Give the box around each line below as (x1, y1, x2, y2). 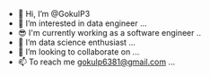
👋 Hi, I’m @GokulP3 (17, 9, 91, 19)
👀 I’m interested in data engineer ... (17, 18, 148, 29)
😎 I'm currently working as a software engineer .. (17, 28, 202, 38)
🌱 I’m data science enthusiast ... (17, 37, 136, 47)
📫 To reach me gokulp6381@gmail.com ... (17, 56, 176, 67)
